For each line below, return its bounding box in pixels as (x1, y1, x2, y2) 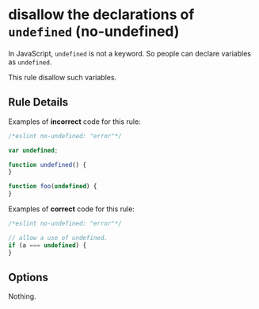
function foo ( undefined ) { (8, 183, 97, 191)
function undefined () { (8, 160, 87, 168)
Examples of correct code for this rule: (8, 204, 135, 214)
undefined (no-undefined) (8, 22, 180, 41)
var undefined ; (8, 146, 59, 154)
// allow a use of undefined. (8, 234, 109, 241)
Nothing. (8, 292, 37, 301)
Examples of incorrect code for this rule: (8, 117, 141, 126)
